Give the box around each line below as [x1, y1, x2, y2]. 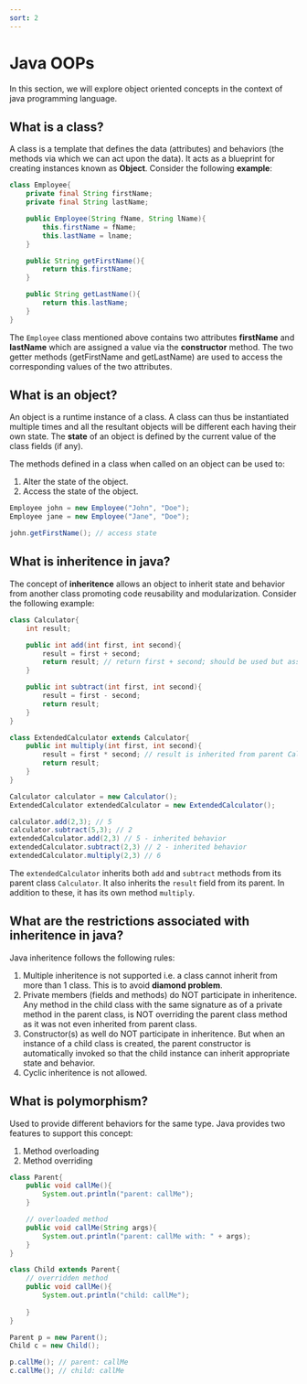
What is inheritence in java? [9, 554, 171, 570]
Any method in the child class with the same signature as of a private [22, 999, 283, 1010]
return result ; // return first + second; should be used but [42, 658, 284, 667]
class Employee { [9, 180, 71, 190]
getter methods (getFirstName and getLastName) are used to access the [9, 351, 283, 362]
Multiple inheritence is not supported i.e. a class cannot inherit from [22, 970, 279, 981]
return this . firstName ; [42, 264, 132, 274]
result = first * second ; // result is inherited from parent [42, 750, 284, 759]
